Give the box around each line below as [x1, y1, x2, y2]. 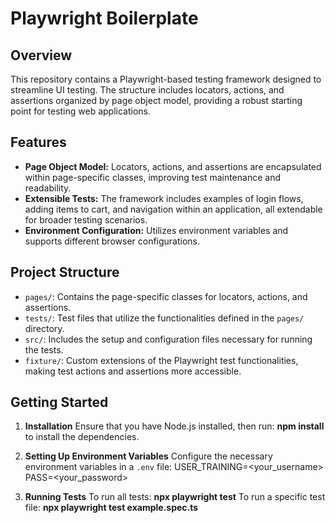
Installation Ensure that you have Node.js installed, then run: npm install [24, 420, 325, 432]
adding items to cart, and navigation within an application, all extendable [24, 203, 323, 215]
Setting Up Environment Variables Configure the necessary [24, 450, 273, 462]
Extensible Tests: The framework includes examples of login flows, [24, 192, 304, 204]
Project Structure [10, 264, 120, 281]
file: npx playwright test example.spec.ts [24, 502, 199, 514]
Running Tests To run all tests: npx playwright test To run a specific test [24, 491, 326, 503]
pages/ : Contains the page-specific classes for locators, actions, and [24, 290, 308, 302]
